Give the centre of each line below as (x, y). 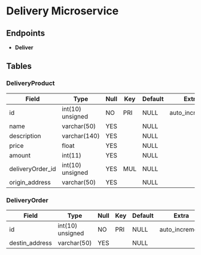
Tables (19, 66)
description (25, 136)
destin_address (31, 242)
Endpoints (26, 33)
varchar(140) (81, 136)
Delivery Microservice (63, 11)
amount (20, 155)
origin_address (30, 182)
